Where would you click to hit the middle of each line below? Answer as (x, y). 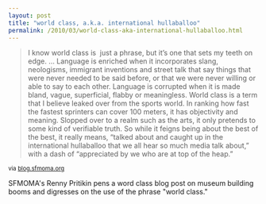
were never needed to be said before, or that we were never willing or (142, 78)
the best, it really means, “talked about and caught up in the (125, 137)
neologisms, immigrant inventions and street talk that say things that (139, 70)
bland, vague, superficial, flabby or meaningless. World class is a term (143, 95)
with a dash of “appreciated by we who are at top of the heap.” (130, 154)
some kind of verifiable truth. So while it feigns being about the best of (143, 129)
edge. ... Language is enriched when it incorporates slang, (123, 61)
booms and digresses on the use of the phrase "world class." (108, 192)
